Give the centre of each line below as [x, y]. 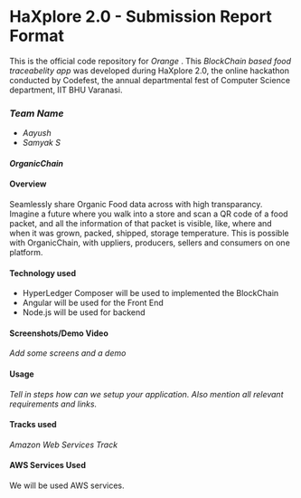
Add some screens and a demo [68, 353]
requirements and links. [53, 404]
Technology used [43, 273]
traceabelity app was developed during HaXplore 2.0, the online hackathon [149, 71]
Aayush [37, 133]
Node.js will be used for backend [84, 312]
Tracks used [33, 425]
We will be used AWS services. [67, 485]
